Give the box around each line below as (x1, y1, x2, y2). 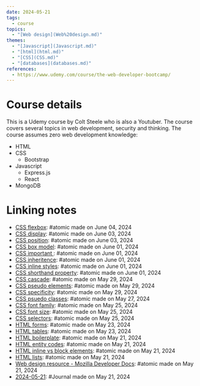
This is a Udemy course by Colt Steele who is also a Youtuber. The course (6, 118, 193, 125)
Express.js (24, 169, 51, 176)
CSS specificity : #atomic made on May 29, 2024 (15, 289, 138, 296)
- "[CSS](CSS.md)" (12, 54, 59, 61)
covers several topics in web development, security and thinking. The (6, 125, 182, 132)
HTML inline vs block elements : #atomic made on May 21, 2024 (15, 347, 176, 355)
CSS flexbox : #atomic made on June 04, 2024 (15, 224, 132, 231)
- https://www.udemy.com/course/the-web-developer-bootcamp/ (12, 72, 171, 78)
